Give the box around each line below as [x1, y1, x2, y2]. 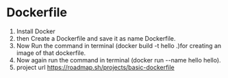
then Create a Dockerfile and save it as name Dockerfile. [16, 34, 176, 42]
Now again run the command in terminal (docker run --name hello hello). [16, 56, 221, 64]
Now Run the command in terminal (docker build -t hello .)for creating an [16, 41, 222, 50]
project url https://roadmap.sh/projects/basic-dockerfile [16, 63, 175, 71]
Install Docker [16, 27, 55, 35]
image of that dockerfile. [16, 49, 86, 57]
